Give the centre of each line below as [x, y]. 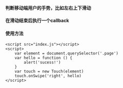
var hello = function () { [43, 58]
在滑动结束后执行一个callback [37, 21]
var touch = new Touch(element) [49, 72]
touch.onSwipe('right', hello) [48, 76]
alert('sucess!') [42, 63]
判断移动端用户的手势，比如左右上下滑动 [48, 8]
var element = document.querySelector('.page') [66, 54]
